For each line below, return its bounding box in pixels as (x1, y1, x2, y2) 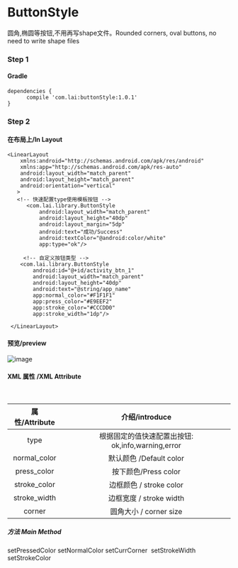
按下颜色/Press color (112, 466, 181, 476)
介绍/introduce (120, 412, 172, 422)
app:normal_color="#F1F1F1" (33, 292, 115, 299)
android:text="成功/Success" (38, 229, 123, 236)
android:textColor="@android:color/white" (38, 235, 166, 242)
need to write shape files (7, 36, 80, 45)
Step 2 (7, 116, 30, 126)
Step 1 (7, 54, 29, 64)
